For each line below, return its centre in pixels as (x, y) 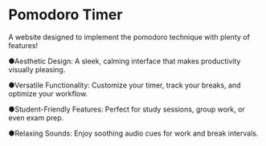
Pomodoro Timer (65, 15)
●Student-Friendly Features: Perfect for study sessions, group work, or (127, 109)
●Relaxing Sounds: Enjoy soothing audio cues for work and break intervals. (133, 133)
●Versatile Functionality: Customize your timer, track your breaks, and (125, 85)
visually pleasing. (37, 69)
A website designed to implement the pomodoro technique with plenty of (129, 37)
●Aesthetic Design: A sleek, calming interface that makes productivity (125, 61)
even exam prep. (36, 117)
